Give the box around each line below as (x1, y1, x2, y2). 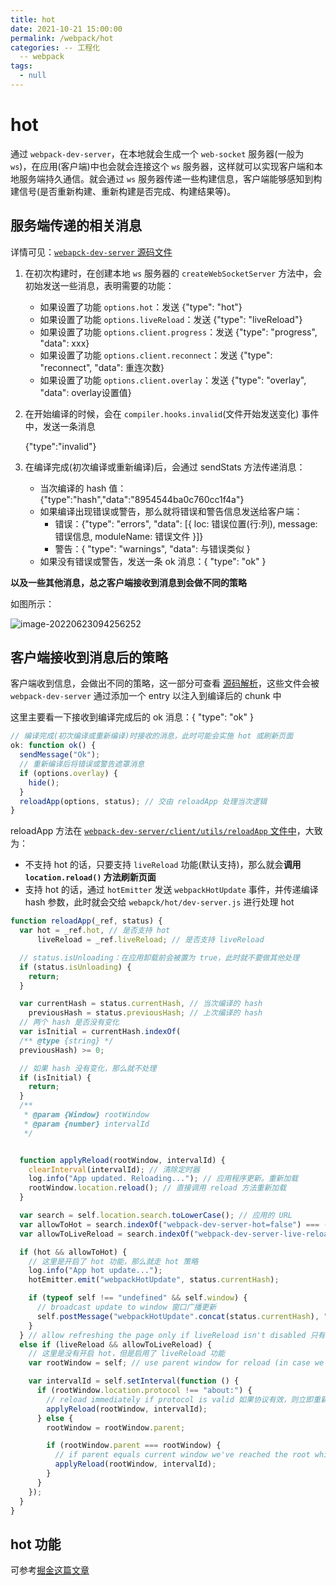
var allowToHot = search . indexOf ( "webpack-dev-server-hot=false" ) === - (19, 1219, 329, 1230)
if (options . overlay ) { (19, 768, 118, 778)
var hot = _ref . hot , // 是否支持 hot (19, 926, 171, 936)
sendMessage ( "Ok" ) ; (19, 750, 101, 760)
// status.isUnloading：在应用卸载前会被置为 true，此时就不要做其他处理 (19, 952, 300, 963)
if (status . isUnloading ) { (19, 962, 132, 972)
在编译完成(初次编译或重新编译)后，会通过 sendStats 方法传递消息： (24, 461, 306, 473)
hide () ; (28, 777, 60, 788)
